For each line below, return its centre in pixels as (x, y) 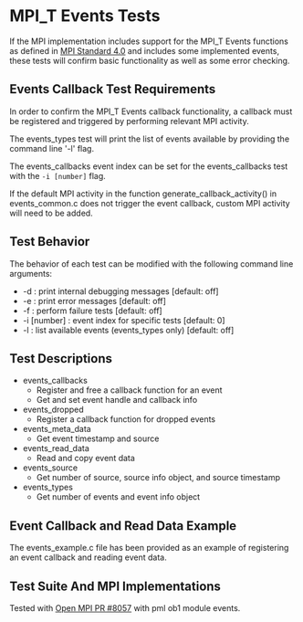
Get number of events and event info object (118, 497)
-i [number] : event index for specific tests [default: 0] (124, 320)
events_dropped (53, 410)
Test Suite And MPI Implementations (115, 586)
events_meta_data (57, 429)
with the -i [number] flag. (58, 175)
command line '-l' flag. (52, 148)
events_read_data (56, 448)
